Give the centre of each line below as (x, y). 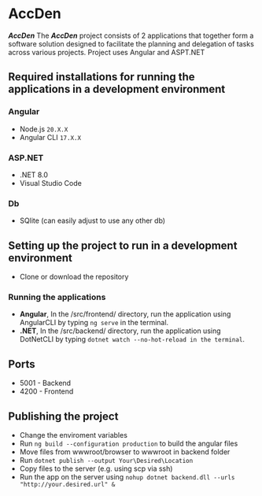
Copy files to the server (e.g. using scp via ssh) (96, 468)
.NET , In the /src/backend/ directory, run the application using (120, 331)
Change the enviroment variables (74, 435)
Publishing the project (63, 416)
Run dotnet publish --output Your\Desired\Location (106, 460)
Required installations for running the (101, 77)
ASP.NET (26, 157)
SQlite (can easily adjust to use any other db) (92, 220)
